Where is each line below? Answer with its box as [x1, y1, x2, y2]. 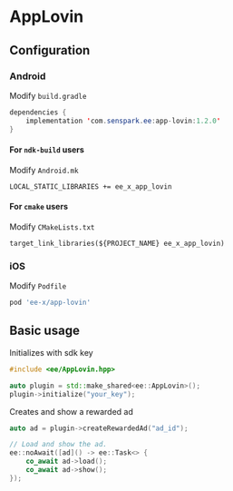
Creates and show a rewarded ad [9, 406, 133, 417]
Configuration [9, 43, 91, 58]
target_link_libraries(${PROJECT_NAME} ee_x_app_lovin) [9, 239, 225, 248]
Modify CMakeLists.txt [9, 221, 95, 232]
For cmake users [9, 201, 68, 212]
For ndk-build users [9, 144, 84, 155]
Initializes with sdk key [9, 347, 93, 358]
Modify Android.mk [9, 164, 79, 175]
